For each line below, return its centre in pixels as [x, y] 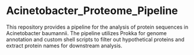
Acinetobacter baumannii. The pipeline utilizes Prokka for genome [87, 33]
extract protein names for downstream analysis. [64, 46]
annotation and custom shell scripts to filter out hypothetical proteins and [95, 39]
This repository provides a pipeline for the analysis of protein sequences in [97, 27]
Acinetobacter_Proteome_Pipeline [92, 11]
